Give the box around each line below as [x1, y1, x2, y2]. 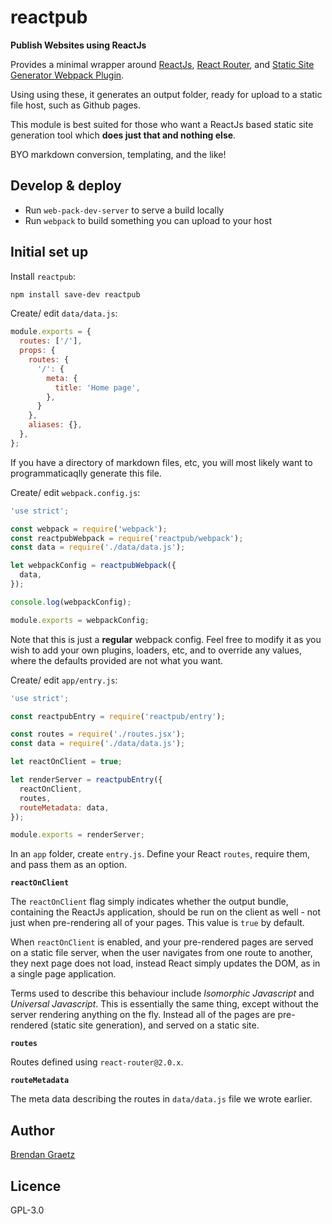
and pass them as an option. [10, 859, 128, 871]
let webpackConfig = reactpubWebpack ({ [10, 561, 177, 571]
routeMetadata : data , [19, 802, 110, 813]
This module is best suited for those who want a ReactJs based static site [10, 118, 314, 130]
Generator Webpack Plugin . [10, 69, 125, 81]
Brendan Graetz [10, 1149, 76, 1161]
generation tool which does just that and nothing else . [10, 129, 237, 141]
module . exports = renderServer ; [10, 830, 145, 840]
